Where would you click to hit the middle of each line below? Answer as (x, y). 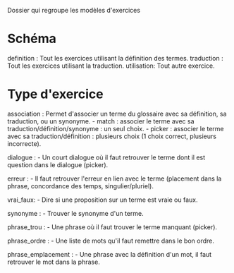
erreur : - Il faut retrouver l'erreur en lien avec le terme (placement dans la (115, 178)
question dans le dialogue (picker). (58, 164)
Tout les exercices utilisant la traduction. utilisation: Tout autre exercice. (111, 66)
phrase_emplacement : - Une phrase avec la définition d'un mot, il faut (110, 254)
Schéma (32, 39)
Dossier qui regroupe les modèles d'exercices (74, 10)
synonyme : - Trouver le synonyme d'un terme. (76, 213)
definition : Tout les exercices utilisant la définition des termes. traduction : (115, 58)
